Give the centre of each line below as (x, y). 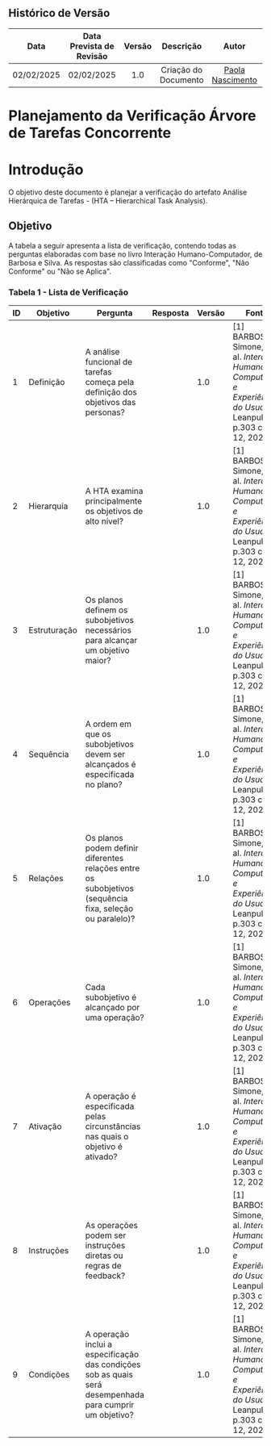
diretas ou (104, 1256)
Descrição (182, 46)
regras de (104, 1266)
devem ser (105, 754)
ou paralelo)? (110, 919)
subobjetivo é (111, 997)
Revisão (92, 56)
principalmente (114, 501)
